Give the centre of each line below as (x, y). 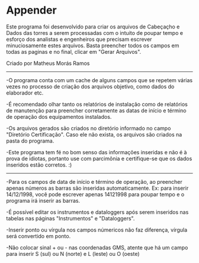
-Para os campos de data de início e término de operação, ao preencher (94, 181)
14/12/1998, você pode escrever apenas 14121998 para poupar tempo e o (95, 194)
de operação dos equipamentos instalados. (59, 116)
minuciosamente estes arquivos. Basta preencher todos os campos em (93, 46)
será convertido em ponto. (38, 236)
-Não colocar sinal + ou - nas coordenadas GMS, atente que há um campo (97, 247)
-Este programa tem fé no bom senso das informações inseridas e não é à (97, 152)
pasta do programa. (30, 141)
